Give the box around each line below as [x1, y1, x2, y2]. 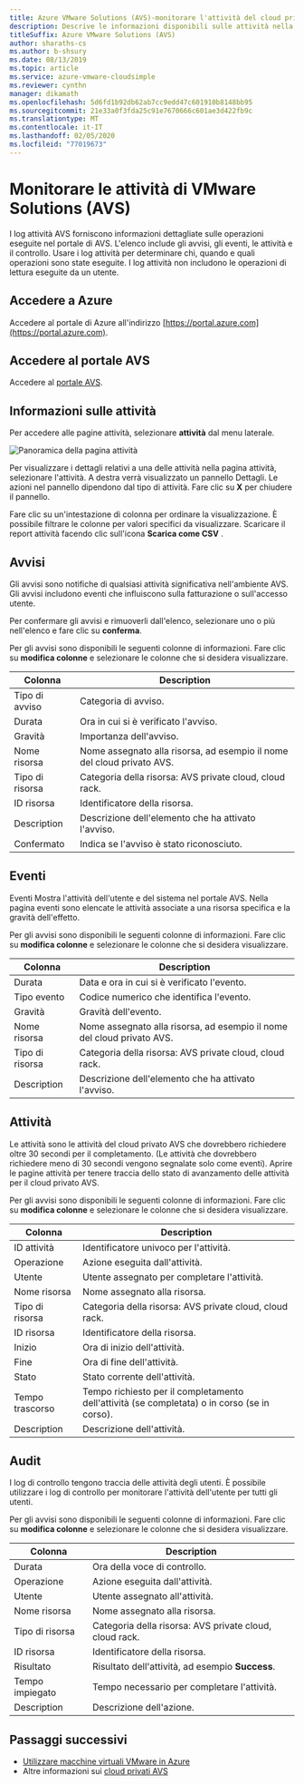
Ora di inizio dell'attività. [82, 1341, 185, 1353]
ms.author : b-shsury [9, 47, 88, 56]
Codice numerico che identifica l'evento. [79, 990, 252, 1003]
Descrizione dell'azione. [91, 1702, 195, 1714]
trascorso [14, 1402, 55, 1415]
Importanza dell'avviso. [80, 729, 179, 742]
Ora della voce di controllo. [91, 1561, 206, 1574]
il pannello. [9, 492, 51, 502]
